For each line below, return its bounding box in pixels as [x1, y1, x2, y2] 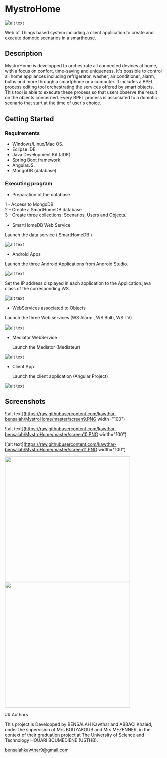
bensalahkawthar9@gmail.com [5, 747, 69, 753]
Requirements [5, 130, 40, 137]
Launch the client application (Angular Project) [12, 373, 108, 379]
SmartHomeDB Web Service [12, 222, 71, 228]
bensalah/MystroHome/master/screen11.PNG [5, 446, 97, 452]
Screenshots [5, 397, 46, 406]
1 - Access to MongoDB [5, 201, 54, 207]
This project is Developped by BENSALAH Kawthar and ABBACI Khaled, [5, 721, 153, 727]
